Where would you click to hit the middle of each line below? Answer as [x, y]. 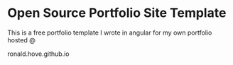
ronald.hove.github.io [38, 54]
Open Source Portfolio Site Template [117, 13]
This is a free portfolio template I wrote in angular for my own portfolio [110, 32]
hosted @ [21, 40]
